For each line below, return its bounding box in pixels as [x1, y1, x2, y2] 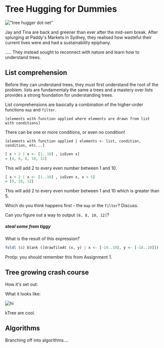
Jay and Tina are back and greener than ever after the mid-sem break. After [5, 29, 158, 35]
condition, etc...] [5, 143, 45, 148]
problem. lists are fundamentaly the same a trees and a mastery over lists [5, 87, 153, 93]
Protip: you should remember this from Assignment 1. [5, 254, 113, 260]
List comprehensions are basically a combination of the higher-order [5, 102, 143, 107]
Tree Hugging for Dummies [5, 3, 117, 15]
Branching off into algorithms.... [5, 337, 69, 343]
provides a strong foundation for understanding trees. [5, 92, 114, 98]
